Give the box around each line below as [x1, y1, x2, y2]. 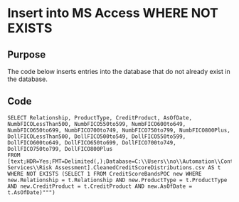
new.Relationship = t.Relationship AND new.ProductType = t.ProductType [7, 176, 228, 184]
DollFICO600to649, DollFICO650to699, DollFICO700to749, [7, 139, 176, 147]
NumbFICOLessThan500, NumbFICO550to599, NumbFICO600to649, [7, 120, 186, 127]
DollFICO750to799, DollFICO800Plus [7, 145, 113, 152]
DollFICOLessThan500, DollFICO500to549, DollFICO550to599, [7, 133, 186, 140]
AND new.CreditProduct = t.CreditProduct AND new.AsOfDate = [7, 183, 193, 190]
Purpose [7, 48, 46, 60]
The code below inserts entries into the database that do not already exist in [7, 68, 230, 75]
